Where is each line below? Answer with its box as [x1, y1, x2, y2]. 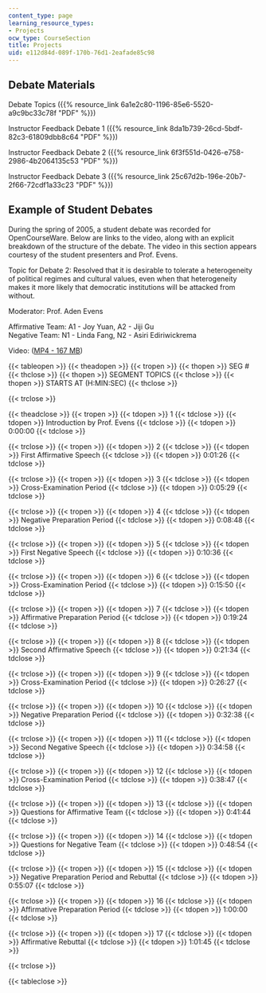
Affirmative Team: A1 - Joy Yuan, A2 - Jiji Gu [8, 321, 155, 332]
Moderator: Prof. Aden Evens [8, 306, 104, 316]
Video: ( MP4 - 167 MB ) [8, 345, 84, 355]
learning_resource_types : [8, 19, 94, 27]
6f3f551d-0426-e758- [170, 147, 244, 157]
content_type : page [8, 11, 73, 20]
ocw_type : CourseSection [8, 34, 91, 42]
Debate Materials [8, 78, 96, 92]
